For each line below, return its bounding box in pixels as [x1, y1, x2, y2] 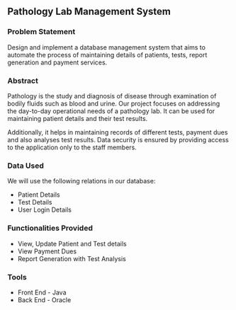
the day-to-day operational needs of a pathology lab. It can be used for [7, 106, 215, 115]
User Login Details [17, 205, 72, 214]
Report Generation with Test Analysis [17, 254, 126, 263]
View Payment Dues [17, 247, 77, 256]
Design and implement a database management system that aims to [7, 42, 206, 52]
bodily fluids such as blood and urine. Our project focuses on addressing [7, 99, 220, 108]
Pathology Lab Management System [7, 6, 172, 18]
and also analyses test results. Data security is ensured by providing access [7, 135, 229, 144]
